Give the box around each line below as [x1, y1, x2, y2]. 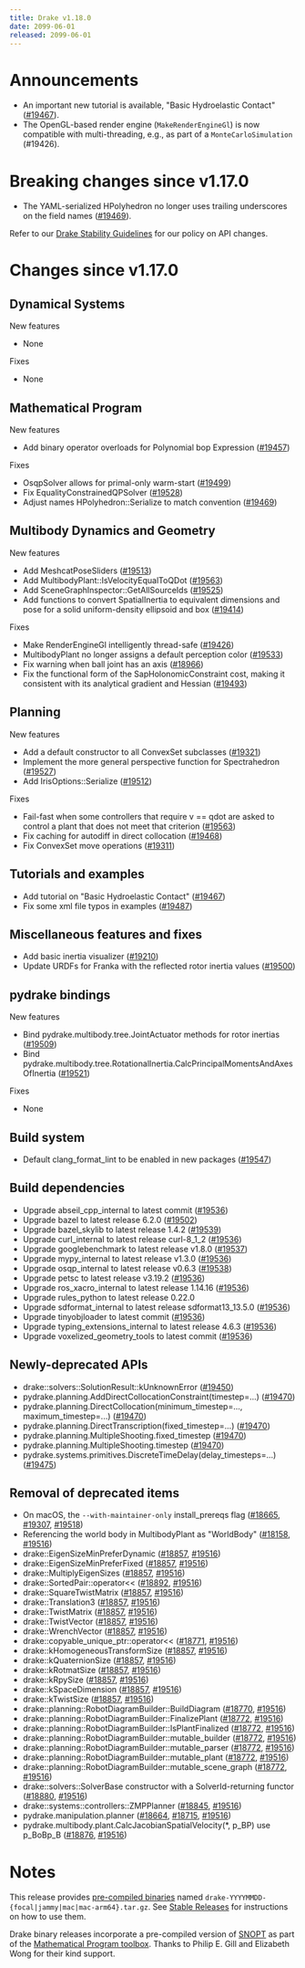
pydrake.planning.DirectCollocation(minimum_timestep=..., [22, 1400, 243, 1411]
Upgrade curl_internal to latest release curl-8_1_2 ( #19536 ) [22, 1233, 242, 1244]
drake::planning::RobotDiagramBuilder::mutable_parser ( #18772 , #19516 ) [22, 1743, 295, 1753]
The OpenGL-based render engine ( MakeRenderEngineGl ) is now [22, 120, 260, 131]
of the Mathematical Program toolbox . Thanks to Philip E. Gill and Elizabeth [9, 1939, 290, 1950]
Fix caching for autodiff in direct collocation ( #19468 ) [22, 830, 223, 841]
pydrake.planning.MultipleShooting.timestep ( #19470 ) [22, 1439, 225, 1450]
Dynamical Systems [9, 296, 126, 311]
